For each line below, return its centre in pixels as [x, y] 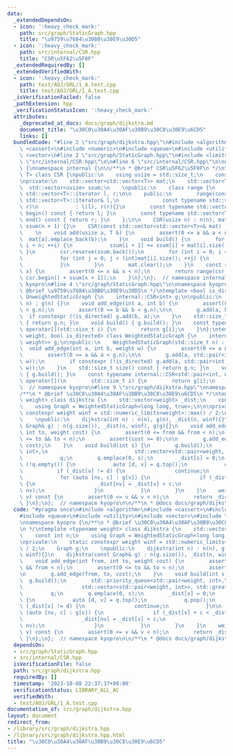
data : [15, 14]
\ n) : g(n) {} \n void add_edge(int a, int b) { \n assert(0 [124, 304]
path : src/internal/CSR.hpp [60, 53]
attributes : [31, 116]
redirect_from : [29, 722]
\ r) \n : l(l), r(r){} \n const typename [107, 207]
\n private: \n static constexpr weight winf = [91, 542]
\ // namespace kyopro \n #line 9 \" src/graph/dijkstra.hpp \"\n [113, 387]
